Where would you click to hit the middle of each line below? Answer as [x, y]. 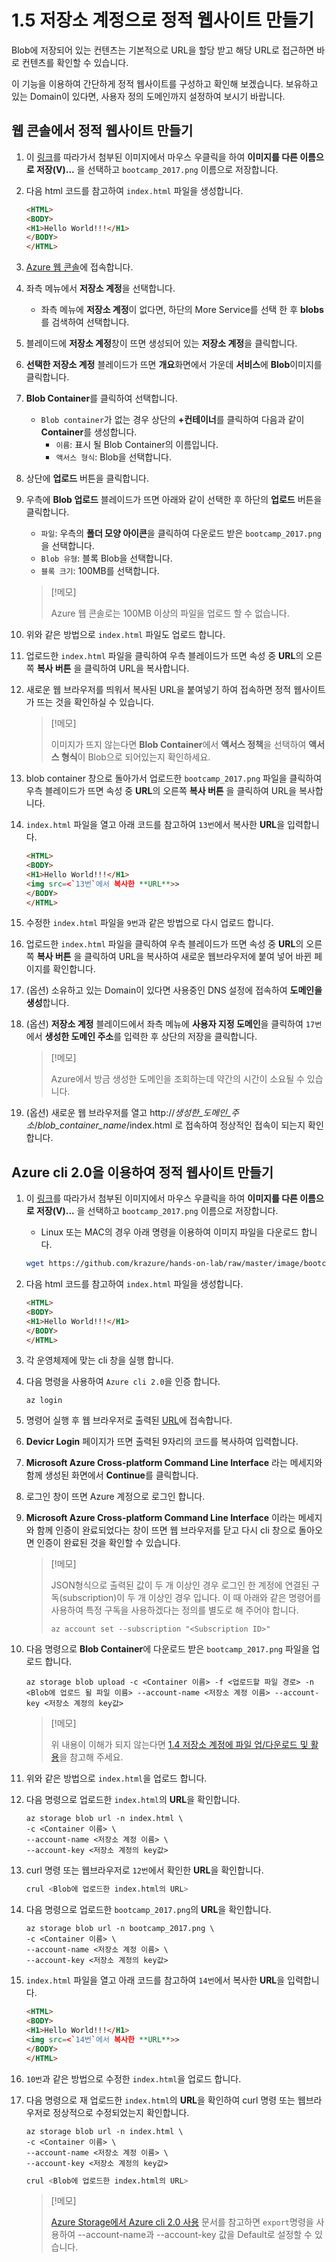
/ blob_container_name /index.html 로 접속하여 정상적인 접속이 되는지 [170, 1125]
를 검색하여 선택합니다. [85, 322]
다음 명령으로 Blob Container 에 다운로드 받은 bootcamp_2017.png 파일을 [167, 1649]
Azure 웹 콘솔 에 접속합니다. [79, 267]
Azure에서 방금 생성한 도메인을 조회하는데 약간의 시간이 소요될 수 [177, 1079]
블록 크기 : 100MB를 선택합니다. [100, 571]
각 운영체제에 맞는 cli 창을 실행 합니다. [99, 1360]
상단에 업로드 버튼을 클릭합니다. [87, 478]
